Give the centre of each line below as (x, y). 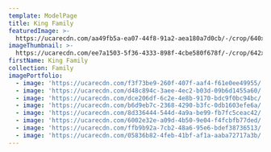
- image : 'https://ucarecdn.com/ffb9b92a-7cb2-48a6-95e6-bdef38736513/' (140, 128)
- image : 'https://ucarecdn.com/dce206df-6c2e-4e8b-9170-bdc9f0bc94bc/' (140, 98)
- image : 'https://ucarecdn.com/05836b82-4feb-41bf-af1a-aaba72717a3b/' (140, 135)
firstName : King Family (48, 61)
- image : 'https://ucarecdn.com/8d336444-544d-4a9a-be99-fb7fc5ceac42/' (140, 113)
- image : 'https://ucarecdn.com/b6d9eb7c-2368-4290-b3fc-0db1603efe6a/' (140, 105)
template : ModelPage (43, 16)
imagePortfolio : (35, 76)
